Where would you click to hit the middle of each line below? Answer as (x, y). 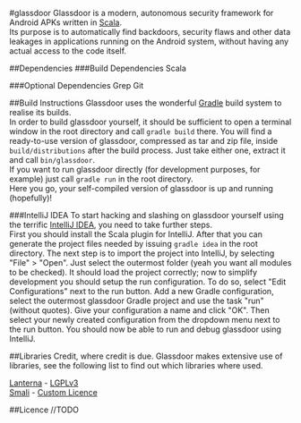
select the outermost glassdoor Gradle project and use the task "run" (137, 300)
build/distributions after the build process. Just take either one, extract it (148, 150)
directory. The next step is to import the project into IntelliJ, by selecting (142, 253)
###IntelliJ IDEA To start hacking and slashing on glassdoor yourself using (146, 215)
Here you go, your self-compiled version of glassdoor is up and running (141, 188)
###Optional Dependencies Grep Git (77, 85)
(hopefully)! (30, 198)
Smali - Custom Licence (54, 392)
